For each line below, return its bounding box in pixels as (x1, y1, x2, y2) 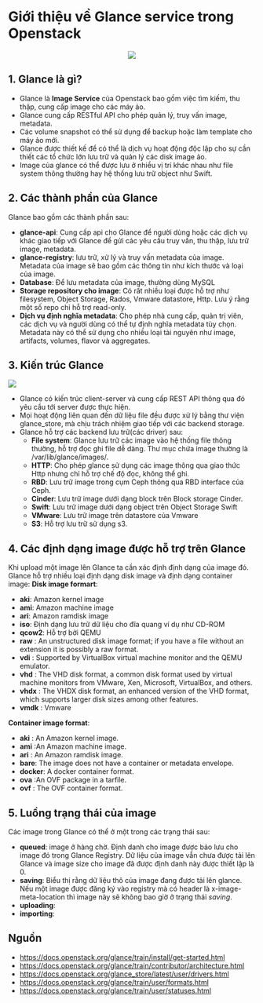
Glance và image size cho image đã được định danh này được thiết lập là (19, 859, 254, 868)
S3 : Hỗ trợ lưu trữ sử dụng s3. (31, 519, 128, 529)
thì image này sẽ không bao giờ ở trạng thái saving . (66, 892, 233, 902)
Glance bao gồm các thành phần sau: (8, 212, 130, 221)
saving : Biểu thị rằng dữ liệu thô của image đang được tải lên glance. (19, 876, 243, 884)
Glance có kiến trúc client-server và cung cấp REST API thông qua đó (19, 394, 246, 403)
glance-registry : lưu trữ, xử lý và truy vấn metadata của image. (19, 252, 225, 262)
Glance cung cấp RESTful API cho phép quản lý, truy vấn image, (19, 110, 228, 119)
